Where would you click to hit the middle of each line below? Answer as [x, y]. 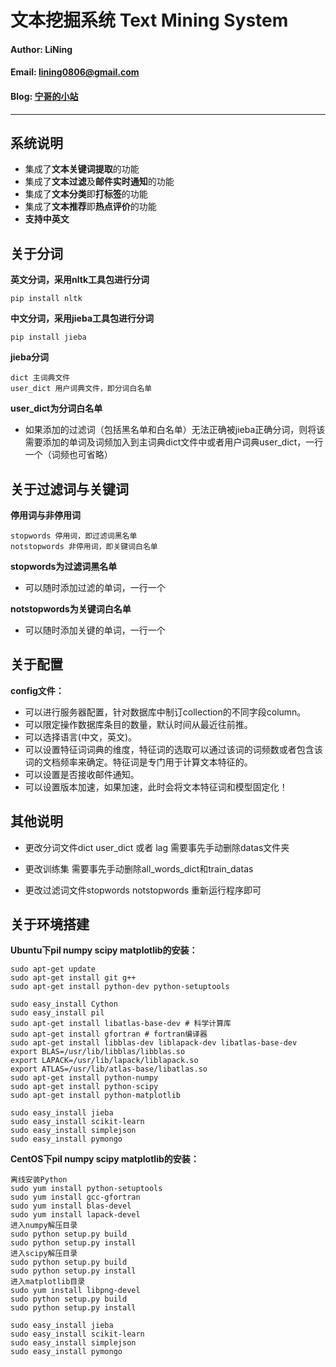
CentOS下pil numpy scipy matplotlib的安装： [105, 1159]
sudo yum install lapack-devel [75, 1215]
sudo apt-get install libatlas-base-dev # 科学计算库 [121, 1024]
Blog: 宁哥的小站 [44, 96]
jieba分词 [30, 357]
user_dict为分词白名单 [56, 408]
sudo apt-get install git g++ [73, 978]
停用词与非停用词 [45, 515]
